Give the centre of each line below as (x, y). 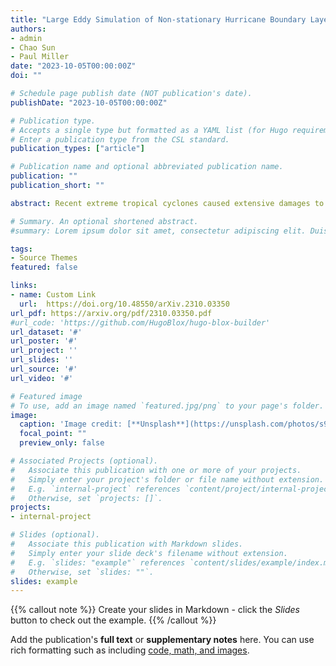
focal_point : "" (53, 434)
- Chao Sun (33, 47)
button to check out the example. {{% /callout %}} (113, 620)
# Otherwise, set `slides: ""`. (82, 572)
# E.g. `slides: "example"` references (98, 562)
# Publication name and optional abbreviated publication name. (147, 167)
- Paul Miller (40, 57)
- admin (26, 38)
